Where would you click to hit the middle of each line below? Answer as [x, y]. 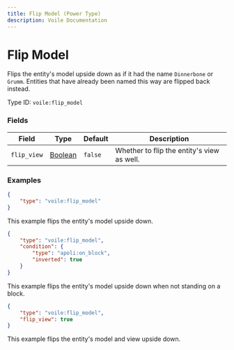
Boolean [63, 154]
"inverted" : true [57, 260]
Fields [18, 121]
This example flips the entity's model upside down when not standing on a [114, 286]
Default [96, 138]
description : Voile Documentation [57, 20]
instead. [19, 89]
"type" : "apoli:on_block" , [71, 253]
